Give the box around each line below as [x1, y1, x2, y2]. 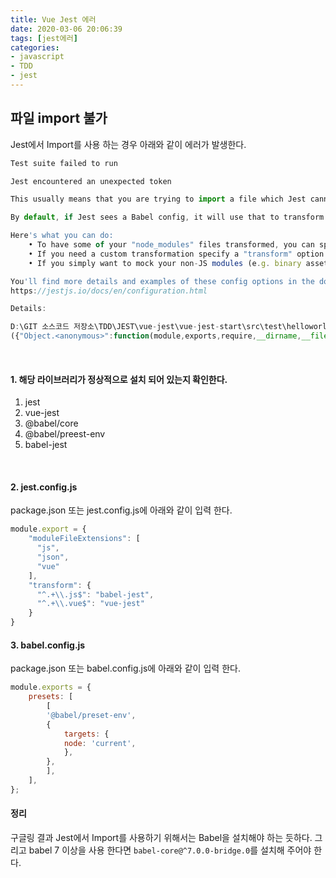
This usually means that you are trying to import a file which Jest [10, 194, 307, 205]
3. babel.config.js [10, 639, 86, 651]
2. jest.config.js [10, 481, 78, 493]
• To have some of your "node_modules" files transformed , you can [28, 240, 315, 250]
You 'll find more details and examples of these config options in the [10, 276, 315, 286]
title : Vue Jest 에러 [10, 14, 97, 25]
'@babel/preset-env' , [46, 710, 137, 720]
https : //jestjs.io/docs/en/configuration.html [10, 286, 208, 296]
